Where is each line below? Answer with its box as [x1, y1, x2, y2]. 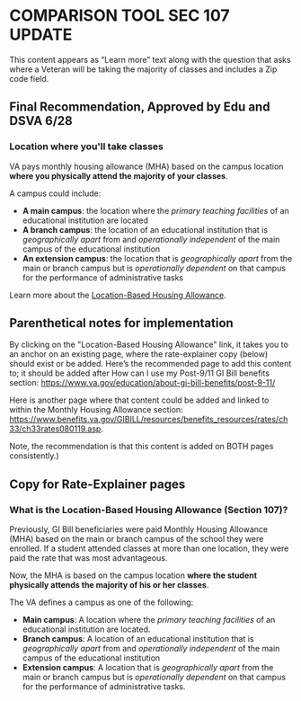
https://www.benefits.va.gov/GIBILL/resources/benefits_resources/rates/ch [9, 414, 288, 425]
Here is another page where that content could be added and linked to [9, 395, 270, 405]
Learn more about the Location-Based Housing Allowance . [9, 289, 226, 300]
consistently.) [9, 450, 60, 461]
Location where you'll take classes [9, 140, 164, 153]
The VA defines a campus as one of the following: [9, 597, 194, 608]
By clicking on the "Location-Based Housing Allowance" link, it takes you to [9, 339, 289, 350]
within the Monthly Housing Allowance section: [9, 404, 183, 415]
